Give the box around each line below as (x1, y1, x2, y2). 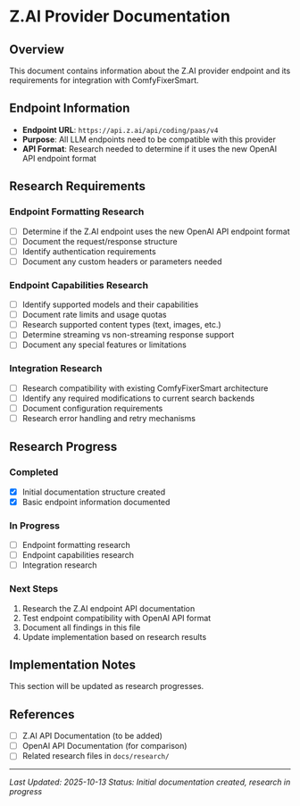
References (9, 707, 75, 722)
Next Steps (9, 583, 59, 595)
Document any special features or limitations (21, 339, 187, 350)
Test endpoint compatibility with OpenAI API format (21, 612, 212, 623)
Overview (9, 42, 65, 57)
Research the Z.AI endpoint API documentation (21, 602, 196, 613)
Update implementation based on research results (21, 631, 207, 642)
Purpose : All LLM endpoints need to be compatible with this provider (21, 134, 277, 145)
